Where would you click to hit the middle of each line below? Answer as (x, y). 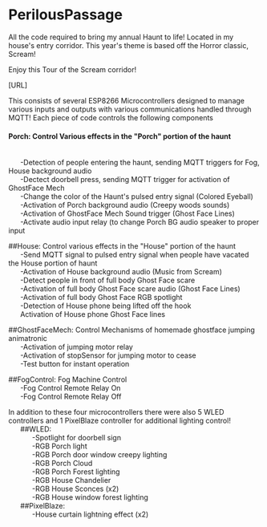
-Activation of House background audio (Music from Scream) (121, 272)
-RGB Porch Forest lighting (76, 472)
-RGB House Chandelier (71, 480)
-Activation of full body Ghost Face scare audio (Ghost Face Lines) (130, 289)
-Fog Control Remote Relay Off (71, 397)
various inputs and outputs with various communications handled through (130, 109)
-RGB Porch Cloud (62, 464)
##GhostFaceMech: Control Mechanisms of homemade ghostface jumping (131, 330)
